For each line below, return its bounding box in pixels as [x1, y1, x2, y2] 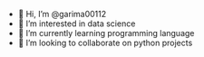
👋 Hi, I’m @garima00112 [17, 9, 107, 19]
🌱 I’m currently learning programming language [17, 28, 195, 38]
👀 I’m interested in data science [17, 18, 136, 29]
